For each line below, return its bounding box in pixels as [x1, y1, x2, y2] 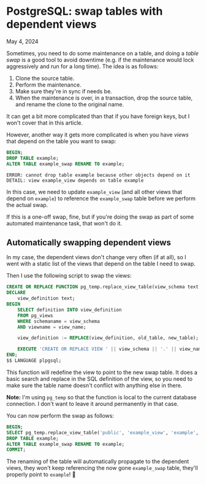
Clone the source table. [15, 74, 75, 82]
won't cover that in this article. [6, 119, 83, 127]
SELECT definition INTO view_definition [17, 306, 122, 313]
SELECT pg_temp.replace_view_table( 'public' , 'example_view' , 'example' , [6, 429, 199, 435]
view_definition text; [17, 295, 75, 302]
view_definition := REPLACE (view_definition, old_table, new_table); [17, 335, 199, 342]
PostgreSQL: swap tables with [6, 4, 163, 18]
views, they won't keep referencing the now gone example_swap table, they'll [6, 464, 198, 472]
